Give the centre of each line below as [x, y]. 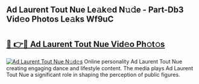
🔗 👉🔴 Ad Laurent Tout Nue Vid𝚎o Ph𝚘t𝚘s [86, 44]
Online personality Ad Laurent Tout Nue [133, 61]
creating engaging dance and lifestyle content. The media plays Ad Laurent [100, 68]
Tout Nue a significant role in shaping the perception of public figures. [93, 75]
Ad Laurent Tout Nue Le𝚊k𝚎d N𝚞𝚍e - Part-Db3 [95, 10]
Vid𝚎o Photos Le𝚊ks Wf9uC [60, 19]
